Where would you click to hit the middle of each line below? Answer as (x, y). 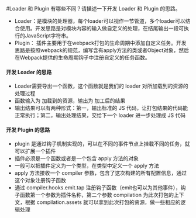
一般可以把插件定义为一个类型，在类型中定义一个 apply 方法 (87, 166)
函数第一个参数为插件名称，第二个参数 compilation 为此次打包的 (97, 195)
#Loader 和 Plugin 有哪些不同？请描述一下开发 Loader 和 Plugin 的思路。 (93, 8)
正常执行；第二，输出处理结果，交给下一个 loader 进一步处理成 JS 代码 (100, 115)
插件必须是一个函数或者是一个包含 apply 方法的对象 (77, 158)
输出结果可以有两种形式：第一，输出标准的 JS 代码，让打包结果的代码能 (101, 108)
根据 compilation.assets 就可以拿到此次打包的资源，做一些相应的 (103, 202)
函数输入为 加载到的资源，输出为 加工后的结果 (70, 101)
